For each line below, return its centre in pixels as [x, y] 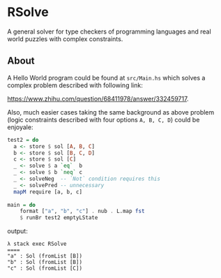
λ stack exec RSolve [37, 244]
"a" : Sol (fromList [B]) [45, 256]
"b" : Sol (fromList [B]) [45, 263]
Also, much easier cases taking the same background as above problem [111, 112]
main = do [22, 205]
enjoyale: [20, 127]
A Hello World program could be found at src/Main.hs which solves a [106, 78]
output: [17, 231]
